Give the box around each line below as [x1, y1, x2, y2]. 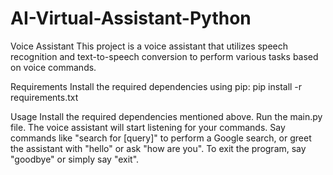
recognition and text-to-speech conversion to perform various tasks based [10, 50, 319, 62]
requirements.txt [10, 91, 79, 103]
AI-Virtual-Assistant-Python [10, 7, 252, 30]
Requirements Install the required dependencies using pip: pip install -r [10, 80, 303, 92]
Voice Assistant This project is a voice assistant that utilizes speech [10, 40, 289, 52]
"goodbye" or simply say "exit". [10, 153, 140, 165]
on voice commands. [10, 61, 97, 73]
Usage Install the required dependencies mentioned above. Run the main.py [10, 110, 323, 122]
